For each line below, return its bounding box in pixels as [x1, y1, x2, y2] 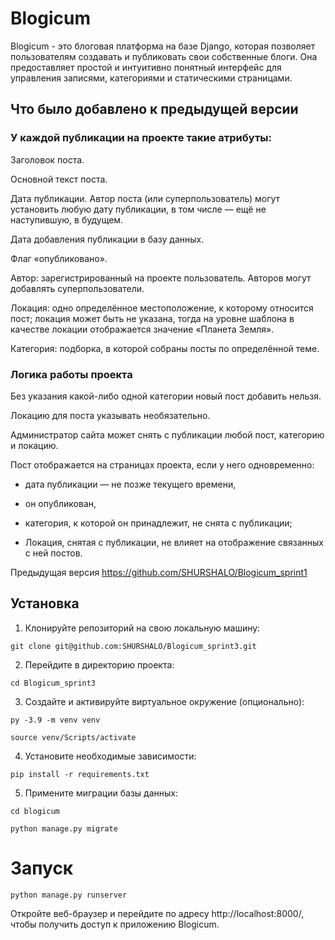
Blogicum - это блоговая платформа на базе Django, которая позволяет [10, 40, 316, 52]
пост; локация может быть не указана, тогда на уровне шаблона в [10, 312, 295, 324]
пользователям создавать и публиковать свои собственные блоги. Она [10, 50, 318, 62]
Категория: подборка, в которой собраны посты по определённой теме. [10, 342, 320, 354]
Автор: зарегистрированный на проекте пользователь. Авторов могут [10, 272, 312, 284]
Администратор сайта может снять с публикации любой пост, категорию [10, 428, 325, 441]
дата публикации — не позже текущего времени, [24, 478, 237, 490]
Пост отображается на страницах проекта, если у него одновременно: [10, 458, 315, 471]
